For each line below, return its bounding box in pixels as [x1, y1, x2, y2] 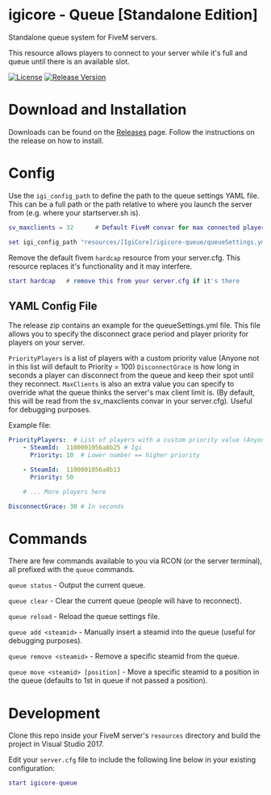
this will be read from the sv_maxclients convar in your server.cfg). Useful [8, 396, 252, 406]
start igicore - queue [8, 779, 78, 788]
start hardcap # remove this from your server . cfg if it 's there [8, 277, 240, 285]
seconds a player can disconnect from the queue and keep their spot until [8, 370, 254, 380]
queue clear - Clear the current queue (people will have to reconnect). [8, 596, 242, 606]
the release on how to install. [8, 136, 104, 145]
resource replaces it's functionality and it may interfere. [8, 261, 193, 271]
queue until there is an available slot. [8, 56, 130, 66]
